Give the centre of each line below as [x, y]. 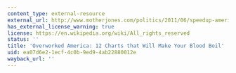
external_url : [28, 20]
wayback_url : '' [31, 59]
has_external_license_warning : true [61, 26]
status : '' [23, 40]
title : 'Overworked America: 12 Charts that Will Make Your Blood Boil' [116, 46]
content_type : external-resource [56, 14]
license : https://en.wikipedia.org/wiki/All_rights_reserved [99, 33]
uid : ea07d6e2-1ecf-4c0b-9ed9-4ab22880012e [72, 53]
